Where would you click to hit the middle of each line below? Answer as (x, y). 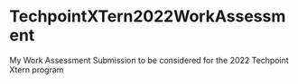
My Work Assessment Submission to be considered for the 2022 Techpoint (149, 60)
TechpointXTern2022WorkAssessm (148, 17)
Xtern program (37, 70)
